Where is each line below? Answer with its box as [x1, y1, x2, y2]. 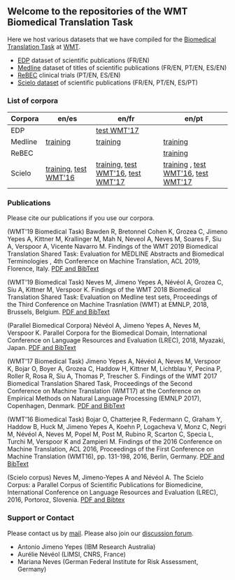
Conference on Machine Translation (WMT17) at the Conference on [7, 387, 201, 396]
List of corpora [7, 96, 58, 106]
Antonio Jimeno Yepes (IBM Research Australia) [17, 542, 156, 551]
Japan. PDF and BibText [7, 344, 76, 352]
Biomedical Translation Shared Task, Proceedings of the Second [7, 379, 192, 388]
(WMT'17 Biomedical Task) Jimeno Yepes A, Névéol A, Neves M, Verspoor [7, 357, 221, 365]
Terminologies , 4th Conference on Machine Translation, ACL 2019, [7, 257, 201, 266]
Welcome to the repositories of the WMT [7, 6, 188, 17]
